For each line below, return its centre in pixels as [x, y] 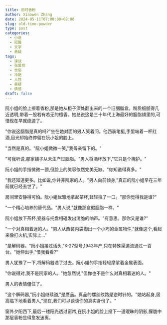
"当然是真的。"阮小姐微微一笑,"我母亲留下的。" [53, 148]
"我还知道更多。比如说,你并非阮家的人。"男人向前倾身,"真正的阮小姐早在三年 [83, 180]
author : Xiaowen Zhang [29, 14]
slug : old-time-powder [29, 24]
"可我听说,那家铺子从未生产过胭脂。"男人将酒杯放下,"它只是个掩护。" [76, 159]
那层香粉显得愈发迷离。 [29, 317]
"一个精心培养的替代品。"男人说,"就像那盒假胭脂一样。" [62, 207]
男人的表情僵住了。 [25, 284]
